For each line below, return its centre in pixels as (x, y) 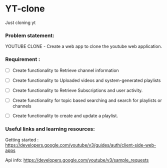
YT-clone (25, 9)
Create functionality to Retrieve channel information (65, 70)
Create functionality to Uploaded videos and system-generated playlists (86, 80)
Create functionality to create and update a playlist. (65, 115)
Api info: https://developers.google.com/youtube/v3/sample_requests (77, 160)
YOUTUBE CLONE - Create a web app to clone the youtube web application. (84, 46)
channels (22, 106)
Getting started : (22, 140)
